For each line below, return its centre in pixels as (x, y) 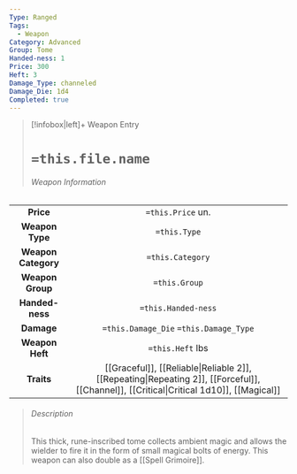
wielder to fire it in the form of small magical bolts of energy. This (149, 450)
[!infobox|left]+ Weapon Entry (85, 125)
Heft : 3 (23, 75)
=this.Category (178, 257)
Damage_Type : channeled (53, 83)
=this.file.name (90, 159)
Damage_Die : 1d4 (39, 91)
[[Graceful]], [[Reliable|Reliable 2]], (178, 368)
